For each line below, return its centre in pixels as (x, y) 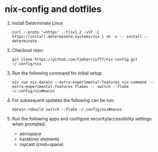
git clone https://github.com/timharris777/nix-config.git (75, 59)
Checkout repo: (28, 50)
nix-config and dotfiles (53, 9)
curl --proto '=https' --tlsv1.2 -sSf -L (55, 32)
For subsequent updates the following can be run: (63, 100)
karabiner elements (39, 139)
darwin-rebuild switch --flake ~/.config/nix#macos (67, 109)
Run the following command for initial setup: (57, 73)
